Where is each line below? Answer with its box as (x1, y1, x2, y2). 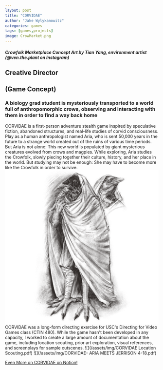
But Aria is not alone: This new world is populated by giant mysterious (5, 144, 145, 150)
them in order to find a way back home (5, 112, 98, 119)
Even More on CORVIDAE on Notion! (5, 359, 78, 365)
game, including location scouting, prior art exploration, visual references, (5, 339, 153, 346)
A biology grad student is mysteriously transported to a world (5, 100, 154, 107)
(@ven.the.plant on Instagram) (5, 54, 70, 60)
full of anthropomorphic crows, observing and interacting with (5, 106, 156, 113)
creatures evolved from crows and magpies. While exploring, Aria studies (5, 149, 152, 155)
